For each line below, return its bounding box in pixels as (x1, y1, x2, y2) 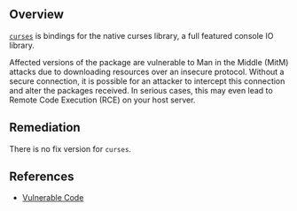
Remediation (9, 120, 82, 135)
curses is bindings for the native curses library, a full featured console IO (9, 30, 274, 41)
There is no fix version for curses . (9, 143, 131, 154)
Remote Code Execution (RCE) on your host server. (9, 94, 196, 105)
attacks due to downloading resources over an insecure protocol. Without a (9, 66, 285, 77)
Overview (9, 7, 65, 22)
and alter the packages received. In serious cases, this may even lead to (9, 85, 273, 95)
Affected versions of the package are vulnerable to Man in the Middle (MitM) (9, 57, 289, 67)
